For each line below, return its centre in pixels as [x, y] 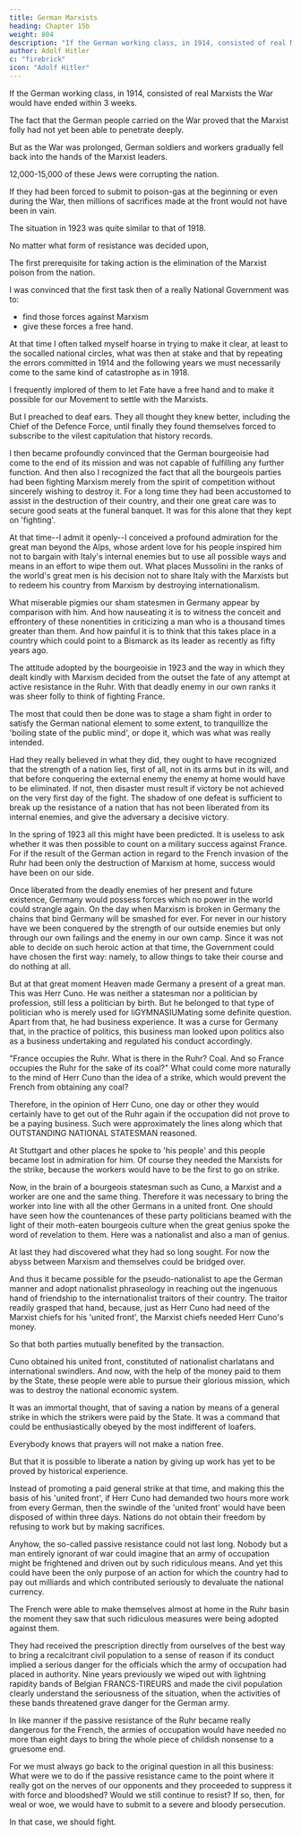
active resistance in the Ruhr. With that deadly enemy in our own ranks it [143, 686]
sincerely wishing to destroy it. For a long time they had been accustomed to [150, 491]
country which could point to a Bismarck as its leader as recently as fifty [142, 640]
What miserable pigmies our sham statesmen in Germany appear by [134, 602]
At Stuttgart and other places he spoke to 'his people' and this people [138, 1150]
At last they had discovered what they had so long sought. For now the [140, 1252]
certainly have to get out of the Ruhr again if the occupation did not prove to [150, 1114]
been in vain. [33, 210]
